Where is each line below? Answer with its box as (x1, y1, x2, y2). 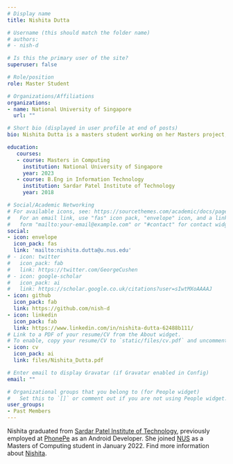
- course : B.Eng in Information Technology (16, 176, 144, 183)
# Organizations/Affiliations (7, 93, 95, 99)
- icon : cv (7, 344, 39, 351)
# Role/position (7, 74, 54, 81)
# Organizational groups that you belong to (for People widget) (7, 388, 200, 395)
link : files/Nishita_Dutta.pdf (13, 357, 104, 364)
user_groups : (7, 401, 45, 408)
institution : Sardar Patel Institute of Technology (22, 182, 175, 190)
